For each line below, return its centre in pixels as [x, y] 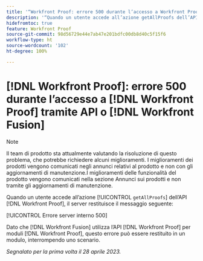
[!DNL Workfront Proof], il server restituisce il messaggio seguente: [90, 204]
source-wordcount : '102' [37, 46]
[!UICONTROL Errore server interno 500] [57, 215]
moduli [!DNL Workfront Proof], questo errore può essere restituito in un [96, 233]
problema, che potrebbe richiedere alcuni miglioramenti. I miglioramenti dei [100, 159]
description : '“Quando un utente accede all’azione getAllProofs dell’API [102, 18]
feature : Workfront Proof [39, 29]
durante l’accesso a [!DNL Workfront [100, 99]
